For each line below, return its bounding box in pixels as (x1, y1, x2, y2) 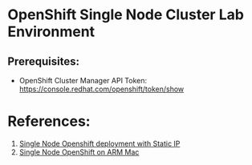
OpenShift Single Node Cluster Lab (7, 6, 244, 24)
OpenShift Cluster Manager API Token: (18, 76, 148, 85)
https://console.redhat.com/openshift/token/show (18, 84, 185, 94)
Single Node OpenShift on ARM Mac (18, 147, 140, 157)
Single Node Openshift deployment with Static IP (18, 139, 181, 148)
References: (7, 112, 91, 131)
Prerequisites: (7, 54, 79, 68)
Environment (7, 22, 96, 41)
